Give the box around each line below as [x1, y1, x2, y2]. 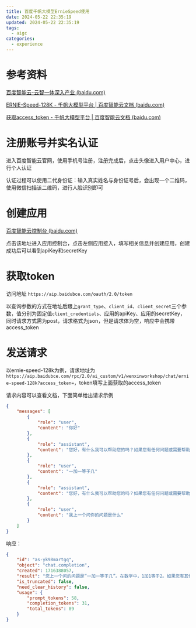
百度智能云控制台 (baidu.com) [6, 227, 78, 234]
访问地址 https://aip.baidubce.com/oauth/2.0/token [6, 290, 133, 297]
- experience [11, 42, 43, 47]
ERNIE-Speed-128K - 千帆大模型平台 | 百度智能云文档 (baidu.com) [6, 101, 165, 108]
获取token [6, 269, 55, 283]
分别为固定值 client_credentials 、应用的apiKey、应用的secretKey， [21, 310, 185, 317]
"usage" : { [16, 589, 43, 595]
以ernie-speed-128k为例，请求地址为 [6, 367, 95, 374]
